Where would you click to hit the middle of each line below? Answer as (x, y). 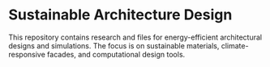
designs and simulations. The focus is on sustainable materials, (114, 45)
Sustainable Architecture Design (120, 15)
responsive (27, 54)
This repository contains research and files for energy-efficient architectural (135, 37)
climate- (235, 45)
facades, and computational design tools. (116, 54)
